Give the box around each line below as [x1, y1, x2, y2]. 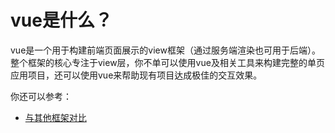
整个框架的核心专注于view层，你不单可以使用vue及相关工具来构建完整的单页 [10, 56, 325, 68]
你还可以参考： [10, 90, 72, 102]
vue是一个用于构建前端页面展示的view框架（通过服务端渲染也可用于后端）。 [10, 44, 321, 56]
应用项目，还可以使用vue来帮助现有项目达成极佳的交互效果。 [10, 69, 263, 81]
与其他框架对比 [24, 111, 87, 123]
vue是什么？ [10, 9, 113, 32]
